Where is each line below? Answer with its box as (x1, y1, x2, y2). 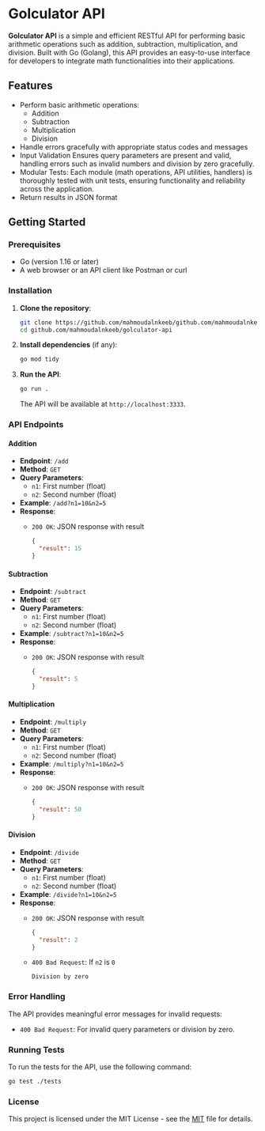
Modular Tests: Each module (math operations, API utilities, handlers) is (19, 167, 253, 176)
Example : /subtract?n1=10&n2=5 (19, 629, 124, 638)
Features (8, 79, 53, 93)
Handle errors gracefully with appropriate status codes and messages (19, 142, 248, 151)
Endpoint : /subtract (19, 587, 87, 596)
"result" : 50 (38, 805, 81, 813)
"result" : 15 (38, 545, 81, 553)
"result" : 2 (38, 936, 78, 944)
